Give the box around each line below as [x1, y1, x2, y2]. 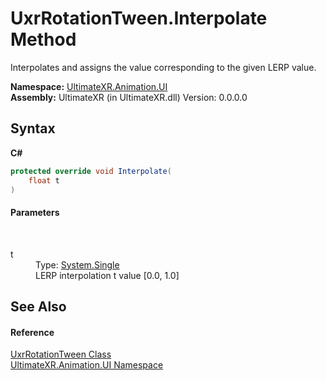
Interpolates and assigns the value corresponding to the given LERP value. [10, 61, 317, 73]
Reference [10, 326, 55, 338]
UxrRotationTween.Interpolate [10, 7, 268, 30]
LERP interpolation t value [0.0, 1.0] [35, 269, 180, 281]
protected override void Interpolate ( [10, 166, 172, 176]
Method [10, 28, 77, 51]
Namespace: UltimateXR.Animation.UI [10, 80, 168, 92]
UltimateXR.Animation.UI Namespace [10, 359, 164, 371]
